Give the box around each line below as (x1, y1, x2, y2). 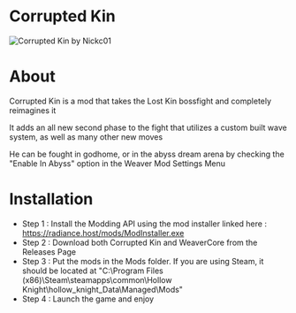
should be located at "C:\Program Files (21, 265, 163, 276)
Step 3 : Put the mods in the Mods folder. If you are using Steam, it (21, 256, 264, 266)
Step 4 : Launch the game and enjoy (21, 294, 155, 304)
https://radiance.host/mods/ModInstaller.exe (21, 227, 185, 238)
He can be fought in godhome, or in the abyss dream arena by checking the (9, 149, 285, 159)
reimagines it (9, 104, 57, 116)
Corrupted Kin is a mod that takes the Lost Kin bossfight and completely (9, 95, 272, 106)
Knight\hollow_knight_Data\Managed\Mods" (21, 284, 184, 294)
